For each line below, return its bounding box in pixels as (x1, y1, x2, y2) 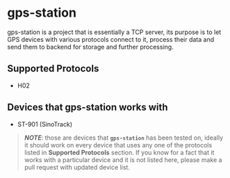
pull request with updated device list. (24, 163, 131, 171)
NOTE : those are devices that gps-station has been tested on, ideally (24, 133, 224, 142)
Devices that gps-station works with (7, 102, 168, 113)
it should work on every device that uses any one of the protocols (24, 140, 213, 149)
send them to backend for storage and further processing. (7, 42, 174, 51)
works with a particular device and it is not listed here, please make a (24, 155, 222, 164)
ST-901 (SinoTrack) (17, 120, 73, 128)
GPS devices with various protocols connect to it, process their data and (7, 35, 214, 43)
